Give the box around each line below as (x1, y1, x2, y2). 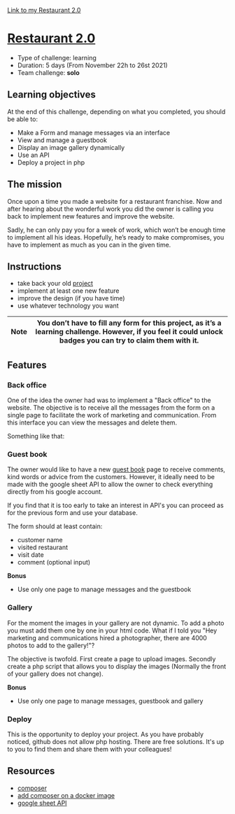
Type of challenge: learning (17, 53, 97, 62)
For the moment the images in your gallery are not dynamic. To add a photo (7, 619, 225, 627)
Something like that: (7, 432, 65, 441)
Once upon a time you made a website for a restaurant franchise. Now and (7, 197, 222, 205)
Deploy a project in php (17, 158, 85, 167)
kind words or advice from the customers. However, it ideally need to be (7, 473, 215, 481)
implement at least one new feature (17, 287, 120, 295)
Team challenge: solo (17, 68, 80, 76)
